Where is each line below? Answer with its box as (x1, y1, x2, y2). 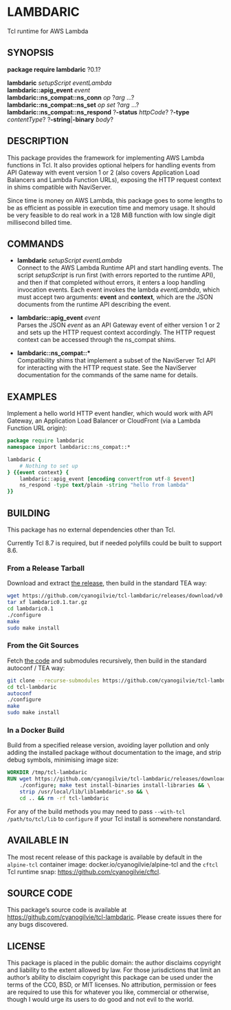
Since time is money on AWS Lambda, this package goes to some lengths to (7, 196, 223, 204)
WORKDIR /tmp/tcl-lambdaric (7, 769, 88, 776)
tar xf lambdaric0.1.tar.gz (7, 599, 88, 606)
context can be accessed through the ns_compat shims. (16, 336, 177, 344)
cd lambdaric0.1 (7, 605, 54, 612)
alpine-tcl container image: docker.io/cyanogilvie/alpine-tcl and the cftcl (7, 860, 219, 869)
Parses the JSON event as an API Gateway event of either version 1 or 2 (16, 321, 221, 330)
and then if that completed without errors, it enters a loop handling (16, 279, 206, 287)
